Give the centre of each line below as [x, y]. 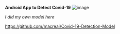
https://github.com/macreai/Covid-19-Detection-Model [60, 26]
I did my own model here [30, 17]
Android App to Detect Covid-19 [38, 8]
